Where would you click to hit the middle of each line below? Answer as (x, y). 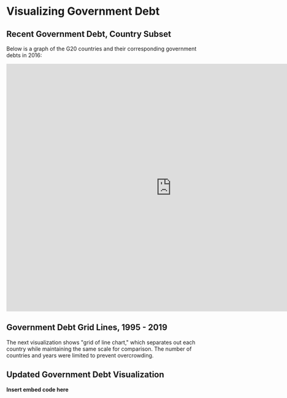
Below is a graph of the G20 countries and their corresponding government (101, 49)
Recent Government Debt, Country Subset (89, 34)
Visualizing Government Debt (83, 11)
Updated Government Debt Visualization (85, 375)
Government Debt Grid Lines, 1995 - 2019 (87, 328)
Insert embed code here (37, 389)
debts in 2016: (24, 55)
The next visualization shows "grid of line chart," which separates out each (101, 342)
